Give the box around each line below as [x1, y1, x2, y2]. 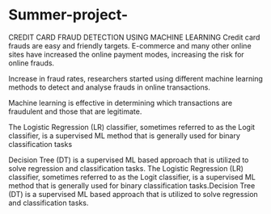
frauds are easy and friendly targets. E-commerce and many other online [8, 40, 252, 50]
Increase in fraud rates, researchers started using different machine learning [8, 73, 263, 83]
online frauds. [8, 58, 55, 68]
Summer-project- [8, 6, 129, 24]
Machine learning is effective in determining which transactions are [8, 98, 233, 107]
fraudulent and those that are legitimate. [8, 107, 142, 116]
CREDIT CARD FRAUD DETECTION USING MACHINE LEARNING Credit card [8, 32, 260, 42]
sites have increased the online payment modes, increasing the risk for [8, 49, 244, 59]
